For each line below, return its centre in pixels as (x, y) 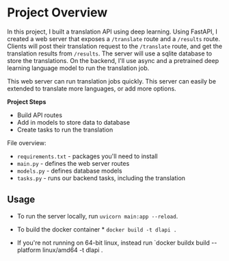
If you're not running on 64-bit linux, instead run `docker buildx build (113, 243)
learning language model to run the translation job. (78, 68)
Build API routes (40, 115)
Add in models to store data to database (73, 122)
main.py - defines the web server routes (73, 163)
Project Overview (57, 13)
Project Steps (27, 101)
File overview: (27, 142)
